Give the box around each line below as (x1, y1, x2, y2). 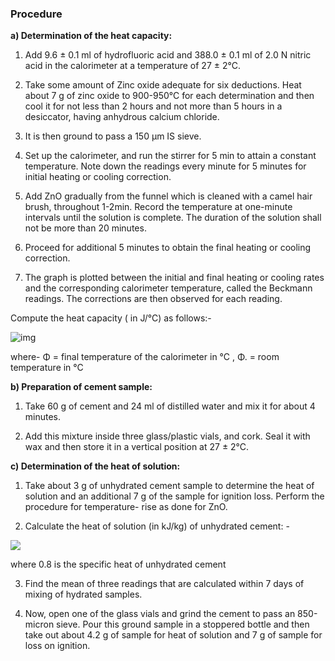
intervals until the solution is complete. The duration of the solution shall (24, 212, 322, 224)
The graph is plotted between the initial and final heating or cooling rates (24, 272, 325, 284)
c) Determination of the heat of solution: (10, 460, 181, 472)
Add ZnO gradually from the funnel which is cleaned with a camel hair (24, 190, 313, 202)
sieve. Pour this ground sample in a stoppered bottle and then (56, 618, 310, 631)
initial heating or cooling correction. (24, 171, 172, 183)
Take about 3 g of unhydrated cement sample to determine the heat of (24, 480, 315, 492)
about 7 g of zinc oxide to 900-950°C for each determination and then (24, 90, 315, 102)
